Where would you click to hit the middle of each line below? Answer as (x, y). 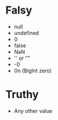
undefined (26, 33)
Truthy (22, 95)
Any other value (33, 111)
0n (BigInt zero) (33, 70)
